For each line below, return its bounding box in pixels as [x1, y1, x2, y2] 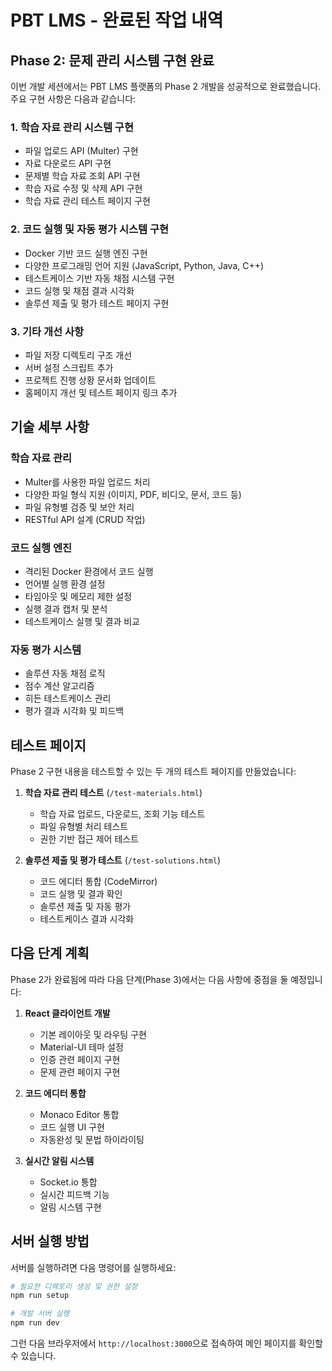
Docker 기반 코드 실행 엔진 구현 [24, 247, 148, 259]
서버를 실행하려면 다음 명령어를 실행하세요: [10, 1261, 177, 1273]
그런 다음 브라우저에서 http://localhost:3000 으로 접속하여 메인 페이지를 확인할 [10, 1337, 323, 1350]
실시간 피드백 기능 [39, 1188, 110, 1200]
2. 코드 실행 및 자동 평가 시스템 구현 [10, 222, 170, 236]
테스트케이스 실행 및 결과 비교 [24, 615, 140, 627]
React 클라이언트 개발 [24, 1007, 111, 1019]
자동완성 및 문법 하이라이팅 [39, 1133, 145, 1145]
